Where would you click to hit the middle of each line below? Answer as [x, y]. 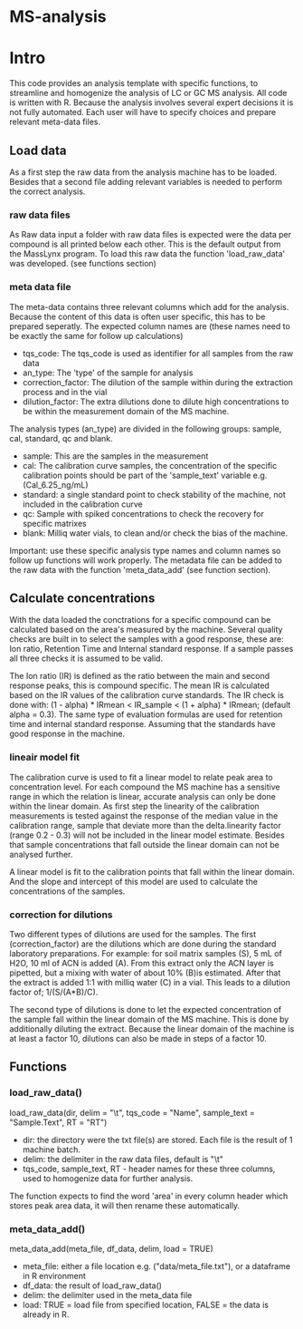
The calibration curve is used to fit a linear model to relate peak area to [141, 777]
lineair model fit [44, 757]
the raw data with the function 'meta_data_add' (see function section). [140, 569]
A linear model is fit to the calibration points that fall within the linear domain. [152, 871]
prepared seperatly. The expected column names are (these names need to [150, 326]
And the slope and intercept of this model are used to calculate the [133, 881]
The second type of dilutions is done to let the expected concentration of [146, 1009]
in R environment [54, 1276]
